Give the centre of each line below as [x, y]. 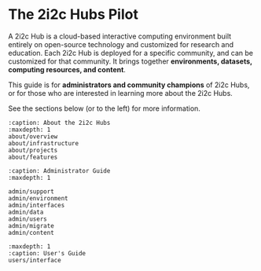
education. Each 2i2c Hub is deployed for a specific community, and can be [131, 53]
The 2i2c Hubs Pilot [74, 15]
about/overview [33, 136]
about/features [33, 157]
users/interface [35, 260]
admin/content [31, 233]
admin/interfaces [37, 205]
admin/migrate [31, 225]
